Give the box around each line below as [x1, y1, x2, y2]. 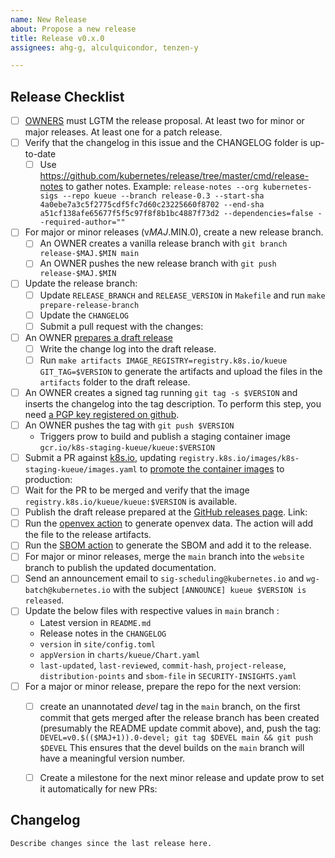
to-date [24, 148, 57, 160]
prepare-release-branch [39, 300, 140, 310]
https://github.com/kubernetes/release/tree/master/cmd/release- [39, 170, 310, 182]
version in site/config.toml [39, 637, 156, 650]
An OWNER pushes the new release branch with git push [39, 257, 277, 270]
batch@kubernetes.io [24, 586, 111, 596]
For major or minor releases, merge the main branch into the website [24, 551, 305, 563]
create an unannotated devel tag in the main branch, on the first [39, 700, 301, 712]
